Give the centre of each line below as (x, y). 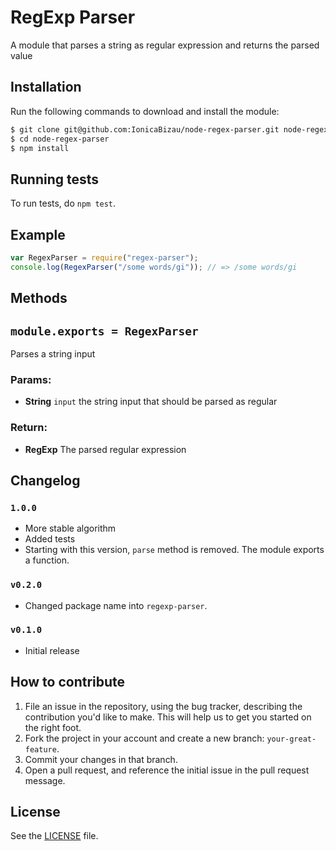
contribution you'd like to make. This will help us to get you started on (168, 717)
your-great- (291, 739)
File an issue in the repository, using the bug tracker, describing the (163, 706)
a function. (47, 560)
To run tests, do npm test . (63, 203)
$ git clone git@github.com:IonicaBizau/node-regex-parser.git (145, 129)
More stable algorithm (70, 528)
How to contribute (68, 682)
